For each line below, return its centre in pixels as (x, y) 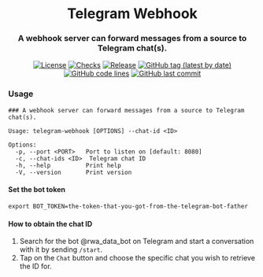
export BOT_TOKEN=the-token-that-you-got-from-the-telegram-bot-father (128, 206)
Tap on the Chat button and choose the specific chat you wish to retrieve (137, 258)
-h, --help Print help (69, 165)
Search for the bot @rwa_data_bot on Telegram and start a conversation (137, 242)
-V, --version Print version (74, 172)
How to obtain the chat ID (50, 223)
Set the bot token (37, 190)
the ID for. (36, 266)
